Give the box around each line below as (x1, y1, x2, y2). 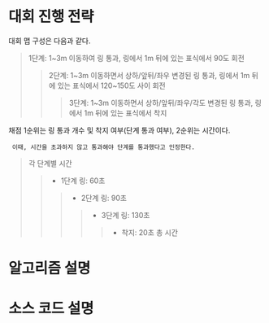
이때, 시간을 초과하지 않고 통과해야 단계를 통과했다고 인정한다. (11, 143, 195, 151)
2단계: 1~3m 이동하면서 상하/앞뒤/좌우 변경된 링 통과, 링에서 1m (48, 70, 250, 80)
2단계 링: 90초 (80, 193, 128, 203)
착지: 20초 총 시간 (121, 227, 179, 237)
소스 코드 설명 (8, 299, 94, 318)
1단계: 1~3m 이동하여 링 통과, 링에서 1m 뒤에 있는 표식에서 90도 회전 (28, 53, 245, 63)
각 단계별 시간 (28, 158, 72, 168)
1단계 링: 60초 (60, 176, 106, 186)
